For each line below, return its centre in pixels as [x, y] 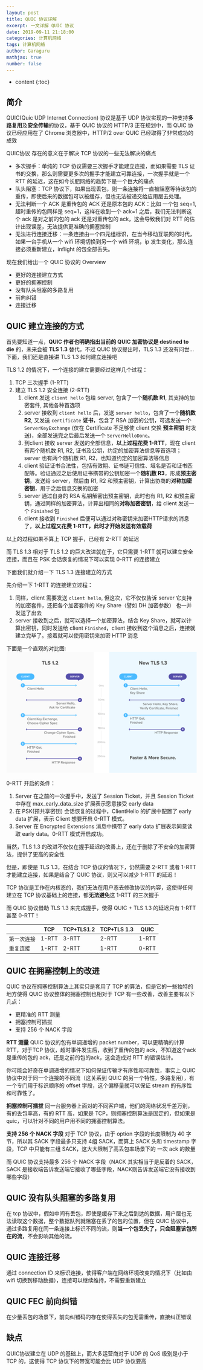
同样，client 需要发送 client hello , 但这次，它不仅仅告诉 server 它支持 [103, 598]
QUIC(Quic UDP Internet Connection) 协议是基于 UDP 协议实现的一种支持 [97, 118]
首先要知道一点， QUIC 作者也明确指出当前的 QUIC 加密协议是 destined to [98, 342]
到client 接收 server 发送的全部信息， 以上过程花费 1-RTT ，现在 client [110, 443]
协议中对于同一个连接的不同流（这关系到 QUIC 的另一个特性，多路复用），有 [100, 1078]
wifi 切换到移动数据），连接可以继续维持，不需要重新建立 [76, 1281]
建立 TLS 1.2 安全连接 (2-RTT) [52, 390]
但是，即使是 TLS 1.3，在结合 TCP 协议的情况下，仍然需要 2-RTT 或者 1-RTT [101, 867]
